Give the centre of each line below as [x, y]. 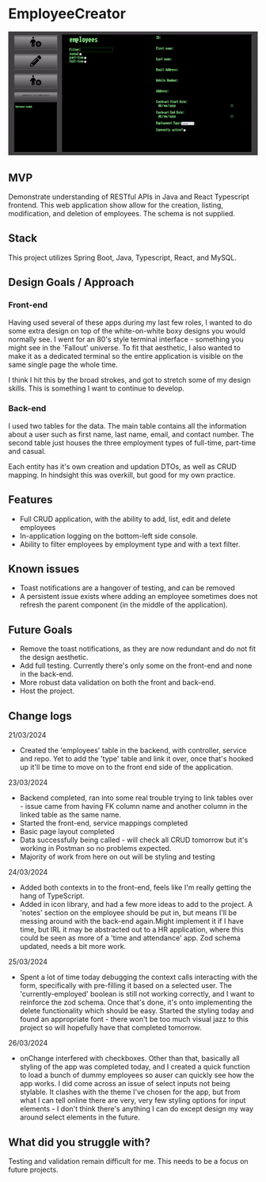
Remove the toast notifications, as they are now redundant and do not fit [137, 649]
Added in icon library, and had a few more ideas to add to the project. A [136, 905]
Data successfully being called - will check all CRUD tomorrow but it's [134, 840]
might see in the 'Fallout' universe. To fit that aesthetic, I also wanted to [125, 347]
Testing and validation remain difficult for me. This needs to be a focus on [128, 1161]
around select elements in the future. [80, 1117]
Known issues [44, 569]
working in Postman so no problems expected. [95, 848]
